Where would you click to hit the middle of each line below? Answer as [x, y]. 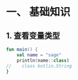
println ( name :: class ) [43, 60]
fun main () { [22, 49]
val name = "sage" [39, 55]
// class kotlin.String [39, 66]
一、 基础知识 [38, 12]
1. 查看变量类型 [33, 36]
